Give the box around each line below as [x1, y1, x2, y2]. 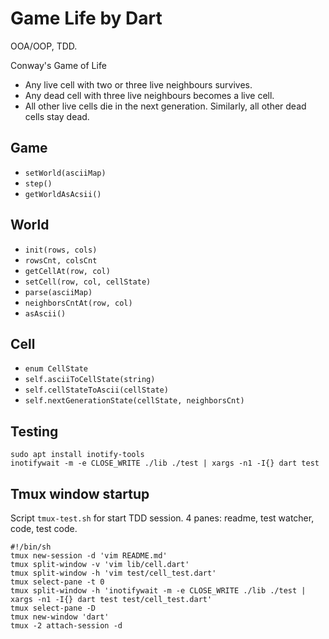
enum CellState [24, 364, 89, 374]
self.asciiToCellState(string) [24, 375, 156, 385]
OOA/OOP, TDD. [10, 40, 78, 52]
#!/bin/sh [10, 542, 52, 552]
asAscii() [24, 308, 67, 319]
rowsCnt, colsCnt [24, 255, 98, 266]
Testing [10, 423, 59, 440]
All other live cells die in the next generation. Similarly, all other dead [24, 100, 307, 112]
